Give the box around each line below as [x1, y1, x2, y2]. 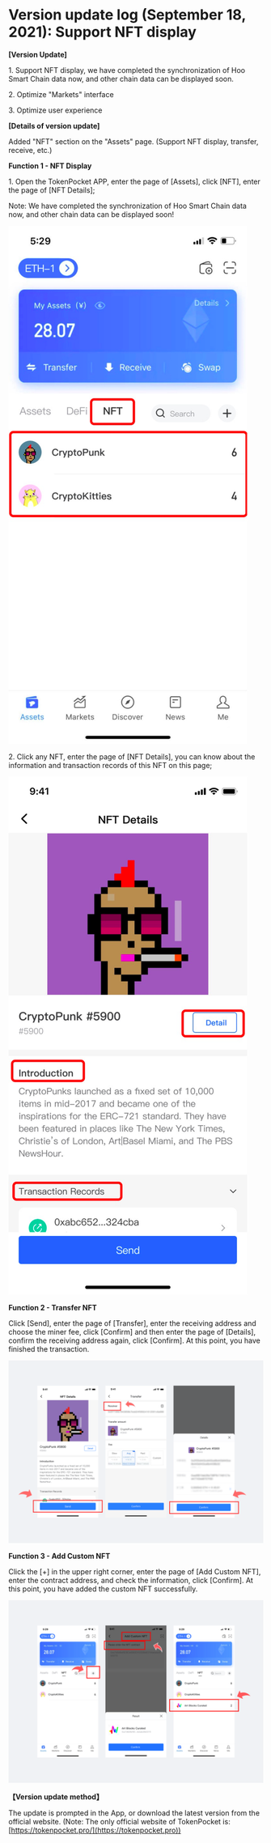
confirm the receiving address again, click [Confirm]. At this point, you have [8, 1336, 260, 1345]
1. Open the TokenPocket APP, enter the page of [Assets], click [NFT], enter [8, 176, 261, 186]
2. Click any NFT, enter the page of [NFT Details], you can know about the [8, 751, 256, 762]
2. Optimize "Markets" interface [8, 89, 115, 99]
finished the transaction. [8, 1344, 90, 1353]
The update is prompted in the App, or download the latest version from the [8, 1808, 260, 1818]
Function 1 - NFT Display [8, 160, 92, 171]
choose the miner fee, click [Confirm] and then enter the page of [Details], [8, 1327, 256, 1336]
